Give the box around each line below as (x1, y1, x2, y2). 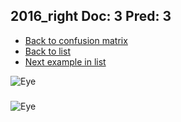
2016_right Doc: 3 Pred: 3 (10, 8, 172, 25)
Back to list (24, 45, 71, 57)
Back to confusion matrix (24, 34, 128, 46)
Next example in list (24, 55, 107, 68)
